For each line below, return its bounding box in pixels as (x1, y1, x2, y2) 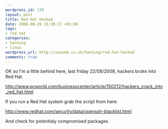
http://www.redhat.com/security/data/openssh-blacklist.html (5, 108, 132, 114)
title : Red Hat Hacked (5, 17, 53, 22)
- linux (5, 45, 22, 50)
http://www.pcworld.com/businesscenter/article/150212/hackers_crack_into (5, 83, 163, 90)
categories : (5, 36, 30, 41)
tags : (5, 26, 17, 31)
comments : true (5, 54, 37, 60)
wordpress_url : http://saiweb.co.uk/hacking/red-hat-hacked (5, 50, 135, 55)
